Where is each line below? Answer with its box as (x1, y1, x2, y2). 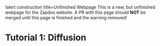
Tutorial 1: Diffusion (5, 32, 87, 44)
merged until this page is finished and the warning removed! (5, 15, 127, 20)
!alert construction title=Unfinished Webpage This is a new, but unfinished (5, 4, 156, 10)
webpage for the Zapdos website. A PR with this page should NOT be (5, 9, 146, 15)
